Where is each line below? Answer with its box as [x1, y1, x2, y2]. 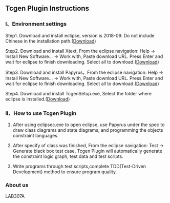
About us [5, 181, 29, 189]
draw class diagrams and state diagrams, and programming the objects [12, 127, 163, 133]
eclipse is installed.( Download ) [5, 96, 70, 102]
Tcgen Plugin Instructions [5, 4, 90, 13]
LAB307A [5, 193, 25, 199]
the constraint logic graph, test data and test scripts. [12, 153, 124, 159]
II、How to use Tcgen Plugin [5, 110, 77, 117]
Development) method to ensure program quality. [12, 169, 117, 175]
